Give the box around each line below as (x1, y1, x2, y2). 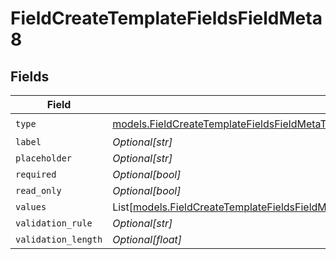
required (15, 169, 57, 180)
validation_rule (15, 218, 93, 229)
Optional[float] (112, 233, 183, 246)
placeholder (15, 153, 73, 164)
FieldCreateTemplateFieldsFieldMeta (10, 7, 323, 30)
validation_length (15, 234, 103, 245)
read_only (15, 185, 62, 196)
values (15, 202, 47, 212)
